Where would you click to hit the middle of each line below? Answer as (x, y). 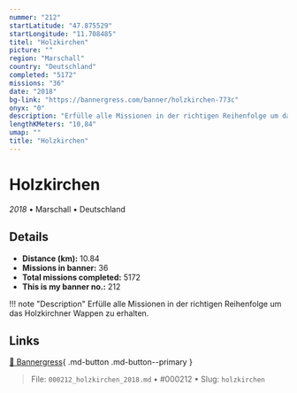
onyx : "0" (27, 108)
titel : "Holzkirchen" (49, 42)
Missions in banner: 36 (65, 267)
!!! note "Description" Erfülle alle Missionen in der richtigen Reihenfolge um (145, 304)
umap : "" (25, 133)
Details (29, 237)
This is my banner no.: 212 (71, 286)
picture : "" (31, 50)
